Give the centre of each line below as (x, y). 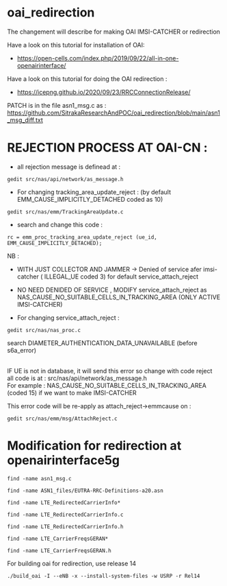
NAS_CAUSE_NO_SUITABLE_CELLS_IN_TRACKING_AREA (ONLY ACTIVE (119, 297)
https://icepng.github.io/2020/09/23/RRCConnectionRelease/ (104, 92)
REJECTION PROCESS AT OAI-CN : (107, 148)
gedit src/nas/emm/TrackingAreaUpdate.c (66, 212)
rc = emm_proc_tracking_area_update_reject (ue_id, (82, 237)
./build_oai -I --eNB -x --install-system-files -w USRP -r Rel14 (104, 576)
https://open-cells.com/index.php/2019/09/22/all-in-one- (98, 58)
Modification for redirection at (94, 446)
